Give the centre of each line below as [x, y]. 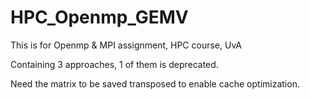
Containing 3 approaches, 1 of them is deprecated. [114, 64]
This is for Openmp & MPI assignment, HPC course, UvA [126, 45]
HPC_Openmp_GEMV [99, 17]
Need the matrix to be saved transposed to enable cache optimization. [155, 83]
